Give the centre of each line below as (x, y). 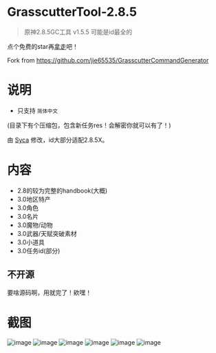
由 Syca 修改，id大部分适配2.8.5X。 (58, 140)
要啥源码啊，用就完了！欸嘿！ (49, 292)
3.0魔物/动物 (35, 225)
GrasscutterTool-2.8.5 (72, 12)
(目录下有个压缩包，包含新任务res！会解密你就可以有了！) (89, 125)
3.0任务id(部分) (39, 250)
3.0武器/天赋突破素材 (47, 233)
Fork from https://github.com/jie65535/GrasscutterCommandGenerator (108, 60)
